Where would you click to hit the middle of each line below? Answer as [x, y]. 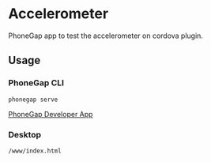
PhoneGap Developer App [51, 114]
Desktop [25, 134]
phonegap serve [33, 100]
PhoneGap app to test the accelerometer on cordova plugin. [106, 36]
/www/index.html [35, 151]
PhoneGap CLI [36, 83]
